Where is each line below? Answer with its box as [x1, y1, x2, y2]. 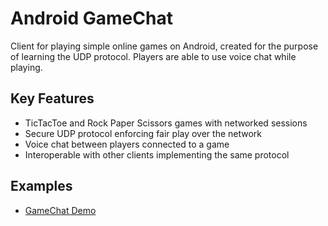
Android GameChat [10, 7, 173, 30]
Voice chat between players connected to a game [24, 138, 230, 150]
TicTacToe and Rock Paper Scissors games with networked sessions [24, 117, 308, 129]
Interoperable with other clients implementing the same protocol [24, 148, 290, 161]
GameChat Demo [24, 204, 97, 216]
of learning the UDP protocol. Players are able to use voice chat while [10, 50, 297, 62]
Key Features [10, 90, 95, 107]
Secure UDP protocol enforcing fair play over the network [24, 127, 263, 139]
